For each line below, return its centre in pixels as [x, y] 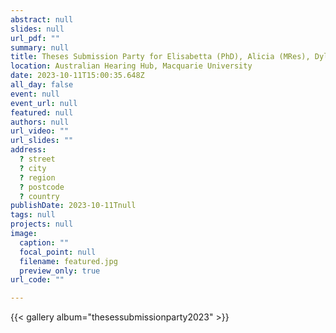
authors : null [40, 122]
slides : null [37, 29]
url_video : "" [40, 131]
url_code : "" [37, 280]
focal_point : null [58, 252]
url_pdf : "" [35, 38]
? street [37, 159]
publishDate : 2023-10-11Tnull [73, 206]
